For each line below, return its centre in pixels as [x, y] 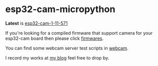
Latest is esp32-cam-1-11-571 [36, 23]
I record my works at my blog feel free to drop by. [57, 58]
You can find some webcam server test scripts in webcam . [67, 48]
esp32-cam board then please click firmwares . [54, 38]
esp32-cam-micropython [60, 9]
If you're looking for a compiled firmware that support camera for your [79, 33]
